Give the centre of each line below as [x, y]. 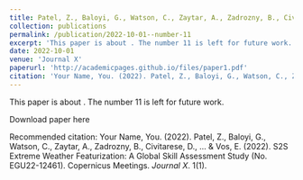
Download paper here [50, 119]
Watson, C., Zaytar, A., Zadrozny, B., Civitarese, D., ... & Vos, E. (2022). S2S [149, 146]
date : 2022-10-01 [42, 51]
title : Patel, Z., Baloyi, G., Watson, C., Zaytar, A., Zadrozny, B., [145, 18]
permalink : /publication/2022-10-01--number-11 [101, 34]
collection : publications [58, 26]
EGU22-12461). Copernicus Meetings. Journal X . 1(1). [108, 165]
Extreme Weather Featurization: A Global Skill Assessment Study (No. [138, 156]
